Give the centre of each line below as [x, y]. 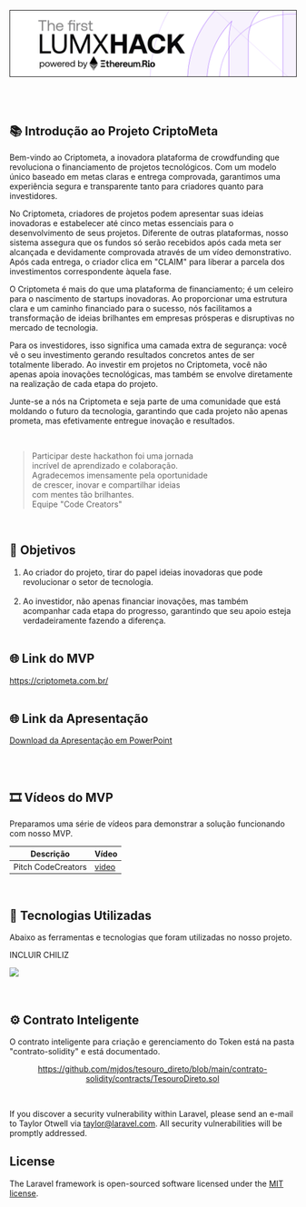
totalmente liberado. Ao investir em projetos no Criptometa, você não [138, 364]
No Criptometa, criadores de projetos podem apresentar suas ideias [137, 213]
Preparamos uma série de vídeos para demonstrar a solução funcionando [148, 824]
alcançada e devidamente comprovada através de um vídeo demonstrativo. [151, 252]
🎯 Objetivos [43, 550]
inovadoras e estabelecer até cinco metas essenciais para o [122, 223]
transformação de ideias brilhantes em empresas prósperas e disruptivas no [152, 318]
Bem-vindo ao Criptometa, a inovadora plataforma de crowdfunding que [144, 157]
